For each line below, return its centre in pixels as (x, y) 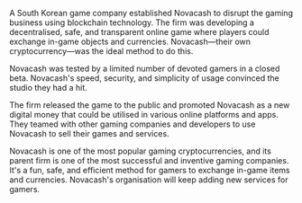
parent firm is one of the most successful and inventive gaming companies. (149, 160)
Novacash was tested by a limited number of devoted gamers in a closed (145, 68)
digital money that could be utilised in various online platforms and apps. (144, 115)
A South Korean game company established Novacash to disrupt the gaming (151, 13)
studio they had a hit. (48, 88)
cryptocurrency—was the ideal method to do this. (101, 51)
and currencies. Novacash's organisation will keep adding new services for (149, 180)
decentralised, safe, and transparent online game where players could (139, 32)
